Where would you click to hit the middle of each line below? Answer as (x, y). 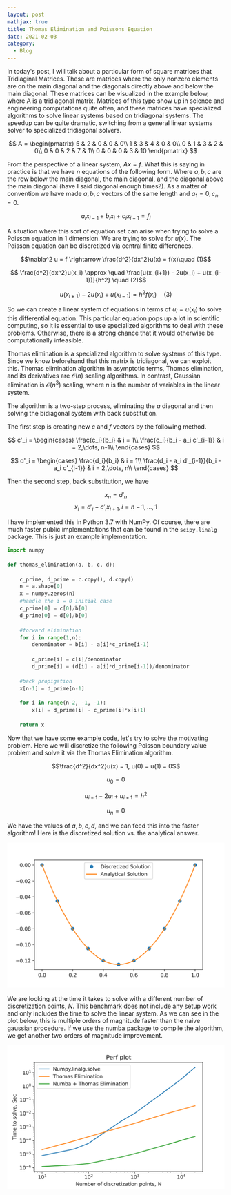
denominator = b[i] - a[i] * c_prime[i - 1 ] (91, 645)
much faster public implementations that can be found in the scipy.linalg (112, 530)
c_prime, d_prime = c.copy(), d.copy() (77, 579)
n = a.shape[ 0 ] (41, 587)
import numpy (26, 550)
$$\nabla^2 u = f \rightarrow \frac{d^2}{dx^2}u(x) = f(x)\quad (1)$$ (116, 259)
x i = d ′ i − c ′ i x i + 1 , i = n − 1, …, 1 (116, 508)
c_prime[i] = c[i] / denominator (77, 659)
